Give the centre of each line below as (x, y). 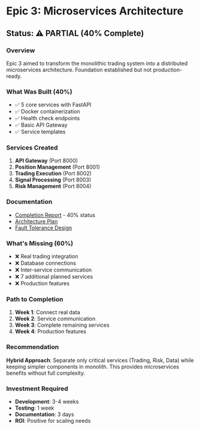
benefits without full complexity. (46, 373)
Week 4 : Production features (51, 332)
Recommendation (33, 347)
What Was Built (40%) (40, 91)
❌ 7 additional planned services (54, 277)
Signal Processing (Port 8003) (53, 180)
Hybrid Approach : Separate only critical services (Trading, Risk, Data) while (100, 360)
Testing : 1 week (34, 408)
